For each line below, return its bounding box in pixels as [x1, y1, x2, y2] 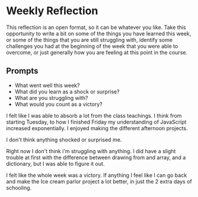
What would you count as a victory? [14, 101, 103, 108]
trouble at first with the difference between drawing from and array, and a [6, 154, 186, 161]
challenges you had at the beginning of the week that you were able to [6, 43, 178, 50]
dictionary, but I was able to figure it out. [6, 160, 105, 167]
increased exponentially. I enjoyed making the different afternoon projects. [6, 124, 188, 131]
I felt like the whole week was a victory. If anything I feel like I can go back [6, 172, 187, 179]
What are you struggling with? [14, 94, 88, 101]
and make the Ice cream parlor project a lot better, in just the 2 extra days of [6, 177, 192, 185]
